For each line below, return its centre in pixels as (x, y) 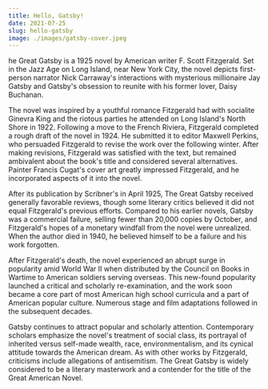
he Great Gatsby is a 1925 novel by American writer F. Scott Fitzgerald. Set (131, 61)
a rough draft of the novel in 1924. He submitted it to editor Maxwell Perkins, (134, 136)
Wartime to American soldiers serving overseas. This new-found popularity (132, 278)
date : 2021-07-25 (37, 23)
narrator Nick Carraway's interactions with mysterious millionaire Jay (147, 78)
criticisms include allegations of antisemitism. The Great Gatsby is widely (129, 361)
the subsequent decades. (50, 311)
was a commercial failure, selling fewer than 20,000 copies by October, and (133, 219)
